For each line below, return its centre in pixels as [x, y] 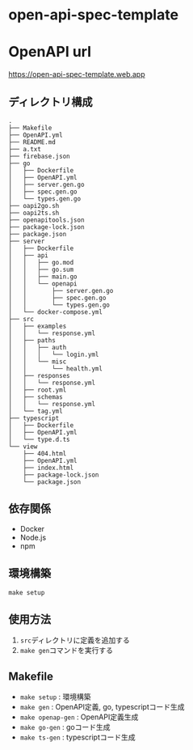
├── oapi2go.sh [34, 206]
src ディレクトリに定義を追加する [75, 640]
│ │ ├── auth [38, 347]
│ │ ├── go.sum [41, 269]
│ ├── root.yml [38, 390]
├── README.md [32, 142]
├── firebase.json [39, 156]
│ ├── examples [38, 326]
